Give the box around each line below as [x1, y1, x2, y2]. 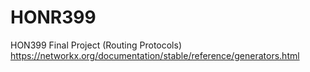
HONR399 [10, 6, 97, 29]
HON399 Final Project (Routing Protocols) [10, 39, 183, 51]
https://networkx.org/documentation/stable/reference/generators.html [10, 49, 300, 61]
